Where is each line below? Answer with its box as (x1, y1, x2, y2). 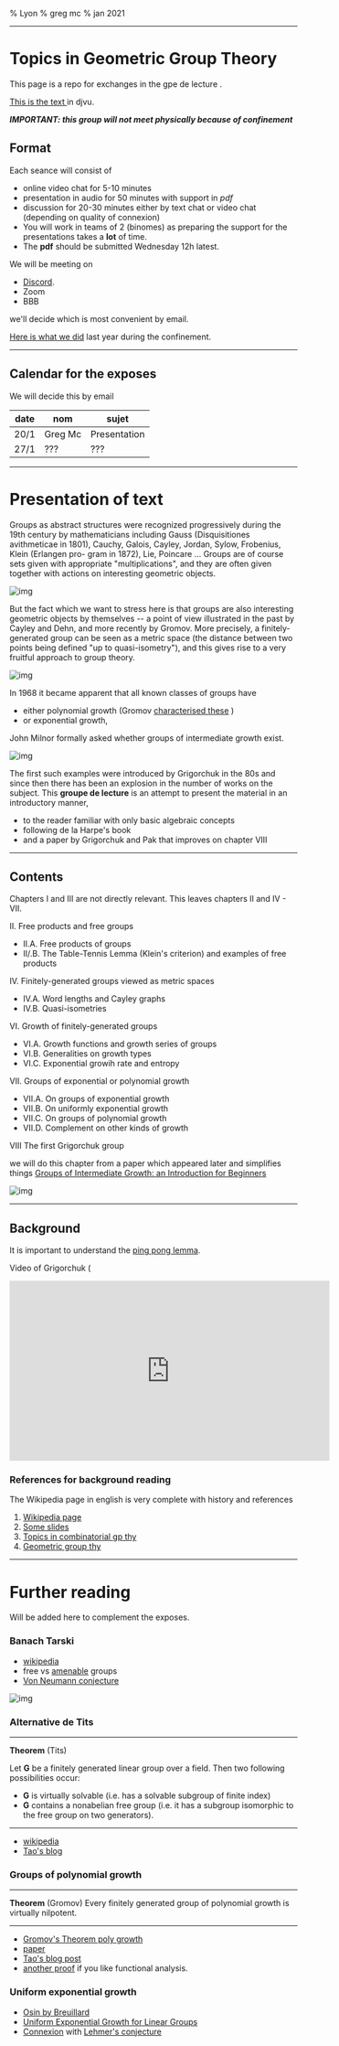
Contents (9, 869, 64, 884)
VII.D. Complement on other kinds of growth (22, 1122, 189, 1133)
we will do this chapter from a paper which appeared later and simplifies (9, 1158, 281, 1169)
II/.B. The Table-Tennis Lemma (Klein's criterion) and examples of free (22, 948, 287, 959)
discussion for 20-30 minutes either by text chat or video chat (22, 201, 257, 213)
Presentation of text (9, 488, 164, 509)
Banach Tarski (9, 1634, 75, 1647)
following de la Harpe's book (22, 824, 132, 835)
